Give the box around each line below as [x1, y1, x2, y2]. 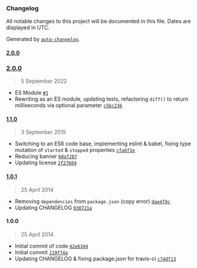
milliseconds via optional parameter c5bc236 [14, 102, 123, 109]
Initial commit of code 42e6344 [14, 242, 88, 250]
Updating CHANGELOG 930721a [14, 204, 92, 211]
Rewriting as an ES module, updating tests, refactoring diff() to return [14, 95, 189, 102]
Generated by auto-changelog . [6, 36, 80, 43]
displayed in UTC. [6, 24, 50, 31]
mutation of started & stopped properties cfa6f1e [14, 147, 135, 154]
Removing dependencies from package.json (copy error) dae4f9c [14, 198, 171, 205]
